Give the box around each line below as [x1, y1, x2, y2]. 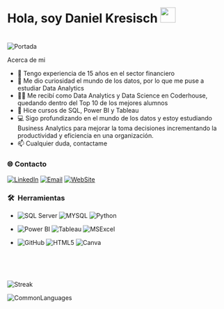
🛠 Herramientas [7, 193, 65, 203]
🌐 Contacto [7, 159, 47, 169]
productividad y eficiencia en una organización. [17, 132, 154, 140]
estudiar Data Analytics [17, 84, 85, 93]
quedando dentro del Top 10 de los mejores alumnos [17, 99, 168, 107]
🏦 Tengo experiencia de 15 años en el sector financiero [17, 70, 175, 78]
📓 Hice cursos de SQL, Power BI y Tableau [17, 106, 139, 115]
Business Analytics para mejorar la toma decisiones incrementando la [17, 124, 217, 132]
